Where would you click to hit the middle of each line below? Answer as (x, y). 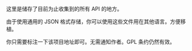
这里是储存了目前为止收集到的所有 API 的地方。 (64, 9)
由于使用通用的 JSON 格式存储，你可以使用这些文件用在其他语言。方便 (94, 22)
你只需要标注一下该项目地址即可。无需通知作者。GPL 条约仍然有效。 (91, 42)
